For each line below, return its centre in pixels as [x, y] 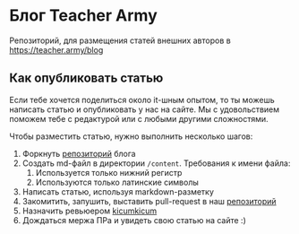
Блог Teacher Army [84, 16]
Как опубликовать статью [86, 78]
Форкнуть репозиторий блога [79, 153]
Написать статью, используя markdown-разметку [118, 191]
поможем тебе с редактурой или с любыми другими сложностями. [139, 118]
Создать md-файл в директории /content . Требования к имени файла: [156, 163]
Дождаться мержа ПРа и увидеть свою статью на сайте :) [134, 220]
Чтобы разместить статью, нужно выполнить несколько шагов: [131, 136]
